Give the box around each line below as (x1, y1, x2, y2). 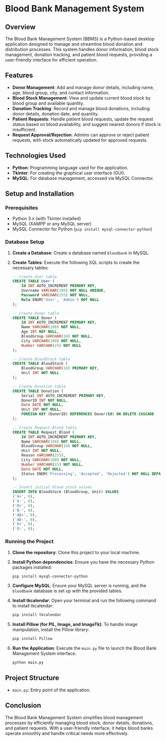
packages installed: (12, 564, 52, 570)
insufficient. (12, 126, 37, 132)
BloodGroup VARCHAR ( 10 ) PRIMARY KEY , (21, 366, 99, 371)
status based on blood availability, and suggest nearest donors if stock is (12, 121, 161, 127)
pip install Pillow (12, 636, 53, 641)
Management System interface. (12, 650, 77, 657)
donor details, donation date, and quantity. (12, 111, 99, 116)
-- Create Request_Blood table (12, 425, 77, 430)
